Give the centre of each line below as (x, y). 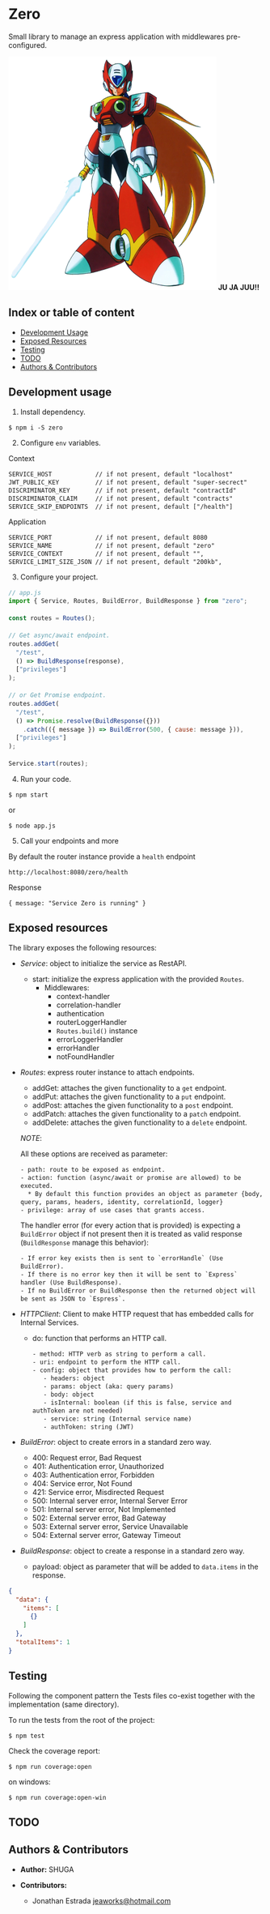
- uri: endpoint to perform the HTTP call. (107, 1362)
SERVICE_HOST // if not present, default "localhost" (120, 474)
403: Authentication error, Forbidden (93, 1475)
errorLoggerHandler (90, 1039)
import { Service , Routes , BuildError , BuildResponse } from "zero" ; (128, 601)
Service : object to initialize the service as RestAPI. (103, 963)
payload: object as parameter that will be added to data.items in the (145, 1566)
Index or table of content (72, 313)
